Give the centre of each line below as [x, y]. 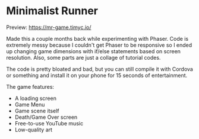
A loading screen [35, 98]
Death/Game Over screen [46, 117]
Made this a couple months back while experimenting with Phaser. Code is [97, 38]
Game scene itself [37, 111]
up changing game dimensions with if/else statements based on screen [94, 51]
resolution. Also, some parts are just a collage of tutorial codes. [83, 57]
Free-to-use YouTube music [49, 123]
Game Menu [30, 104]
